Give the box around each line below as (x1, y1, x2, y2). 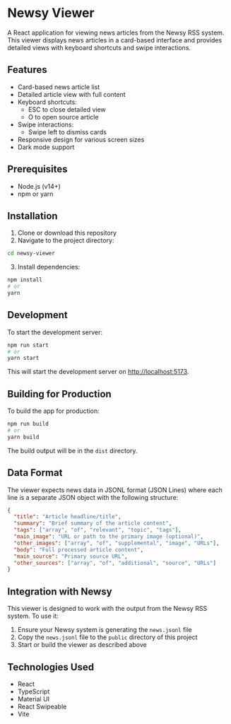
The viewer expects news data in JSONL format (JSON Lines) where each (7, 486, 223, 494)
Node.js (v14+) (17, 182, 61, 190)
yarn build (7, 433, 40, 440)
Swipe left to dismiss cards (28, 127, 107, 136)
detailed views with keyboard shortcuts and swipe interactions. (7, 43, 191, 52)
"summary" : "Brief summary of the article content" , (13, 520, 172, 527)
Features (7, 64, 47, 76)
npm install (7, 276, 42, 284)
